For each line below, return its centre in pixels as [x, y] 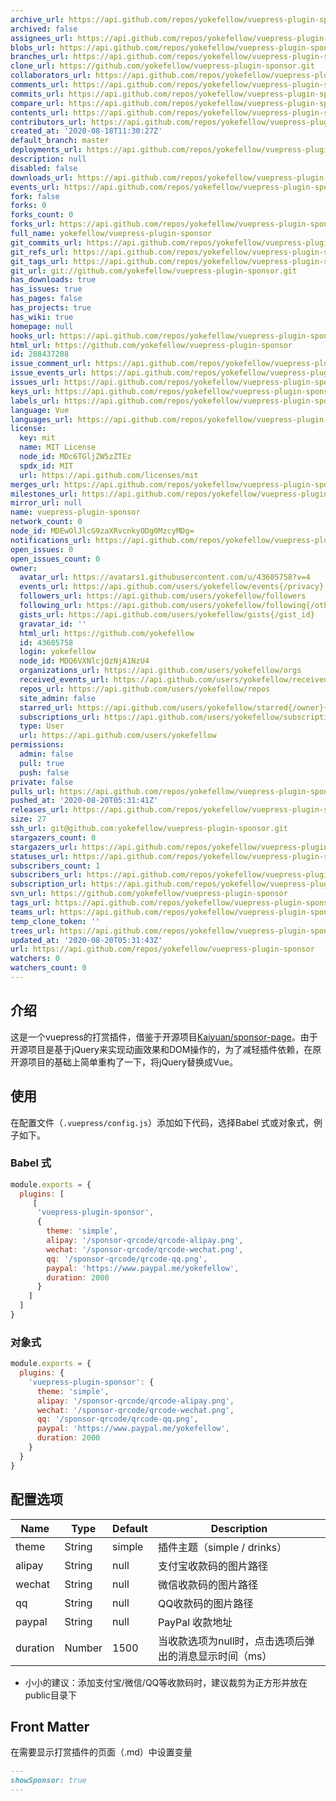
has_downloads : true [53, 280]
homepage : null [42, 326]
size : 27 [28, 819]
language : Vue [40, 410]
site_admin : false [58, 698]
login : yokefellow [58, 652]
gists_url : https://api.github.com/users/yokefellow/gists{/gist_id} [167, 614]
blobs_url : [33, 47]
